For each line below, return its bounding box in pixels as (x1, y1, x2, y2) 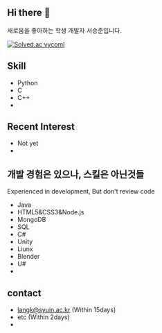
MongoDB (17, 216, 46, 224)
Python (17, 78, 38, 87)
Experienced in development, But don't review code (7, 187, 155, 196)
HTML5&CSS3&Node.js (17, 208, 84, 216)
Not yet (17, 139, 39, 148)
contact (7, 287, 42, 299)
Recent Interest (7, 121, 75, 133)
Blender (17, 253, 40, 261)
